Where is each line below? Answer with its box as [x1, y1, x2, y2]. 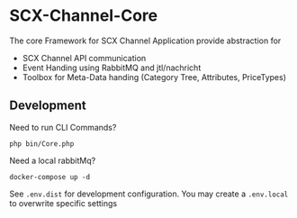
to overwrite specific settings [9, 197, 118, 208]
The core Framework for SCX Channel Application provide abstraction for [9, 35, 282, 46]
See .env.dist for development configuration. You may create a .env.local [9, 188, 289, 199]
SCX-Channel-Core [9, 5, 158, 26]
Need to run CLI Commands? [9, 122, 117, 132]
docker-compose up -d [9, 172, 91, 181]
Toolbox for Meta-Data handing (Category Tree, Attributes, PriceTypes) [22, 71, 286, 82]
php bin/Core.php [9, 139, 75, 149]
